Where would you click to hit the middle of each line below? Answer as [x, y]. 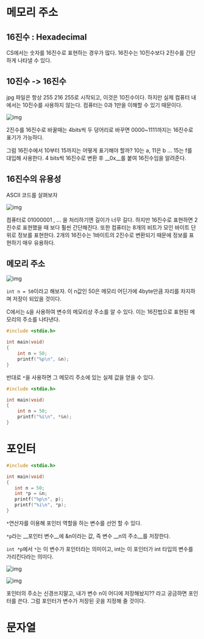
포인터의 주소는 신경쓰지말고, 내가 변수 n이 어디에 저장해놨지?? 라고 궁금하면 [97, 593]
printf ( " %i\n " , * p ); [40, 505]
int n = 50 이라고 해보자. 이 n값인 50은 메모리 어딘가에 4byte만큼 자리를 [93, 291]
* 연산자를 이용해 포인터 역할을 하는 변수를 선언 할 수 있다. [74, 523]
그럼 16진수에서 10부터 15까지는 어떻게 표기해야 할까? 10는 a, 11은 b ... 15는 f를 [100, 150]
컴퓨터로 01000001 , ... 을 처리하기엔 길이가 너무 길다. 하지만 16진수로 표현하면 [100, 220]
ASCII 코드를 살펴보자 [32, 195]
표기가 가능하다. [25, 137]
